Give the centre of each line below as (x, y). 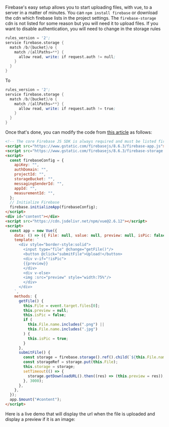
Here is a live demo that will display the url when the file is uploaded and (80, 414)
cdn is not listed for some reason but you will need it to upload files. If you (82, 23)
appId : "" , (26, 188)
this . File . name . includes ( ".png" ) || (66, 325)
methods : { (26, 296)
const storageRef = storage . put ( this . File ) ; (71, 362)
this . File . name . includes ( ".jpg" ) (63, 329)
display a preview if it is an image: (40, 419)
